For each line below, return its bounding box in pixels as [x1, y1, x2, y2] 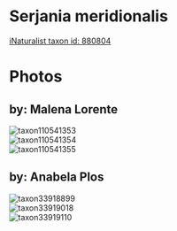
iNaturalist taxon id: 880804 [9, 35, 112, 46]
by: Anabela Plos [9, 170, 104, 185]
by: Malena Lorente [9, 102, 119, 117]
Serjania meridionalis [9, 6, 168, 27]
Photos [9, 66, 63, 87]
